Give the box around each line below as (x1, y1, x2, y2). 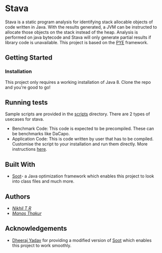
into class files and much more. (12, 178, 74, 184)
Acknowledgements (5, 224, 67, 233)
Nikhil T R (12, 206, 31, 211)
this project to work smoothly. (12, 242, 72, 248)
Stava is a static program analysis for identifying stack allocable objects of (5, 19, 153, 25)
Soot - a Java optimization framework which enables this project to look (12, 173, 154, 179)
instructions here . (12, 146, 47, 152)
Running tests (5, 98, 48, 107)
